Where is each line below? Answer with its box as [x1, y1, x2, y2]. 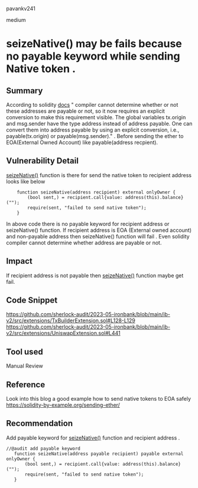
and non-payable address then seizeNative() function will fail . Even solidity [6, 232, 190, 240]
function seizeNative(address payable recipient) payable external [14, 451, 184, 457]
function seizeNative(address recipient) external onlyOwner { [17, 189, 176, 195]
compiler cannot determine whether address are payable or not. [6, 239, 162, 246]
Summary [6, 86, 43, 96]
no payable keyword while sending [6, 50, 180, 63]
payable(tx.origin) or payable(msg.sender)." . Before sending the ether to [6, 133, 184, 139]
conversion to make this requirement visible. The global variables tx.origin [6, 114, 186, 120]
